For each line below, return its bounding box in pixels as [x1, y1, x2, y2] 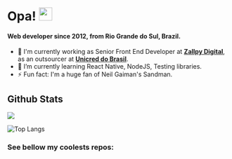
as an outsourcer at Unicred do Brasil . [17, 55, 129, 63]
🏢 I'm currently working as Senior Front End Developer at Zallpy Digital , [17, 48, 225, 56]
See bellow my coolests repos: [7, 142, 114, 152]
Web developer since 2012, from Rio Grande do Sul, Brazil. [7, 32, 181, 40]
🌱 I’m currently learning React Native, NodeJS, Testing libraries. [17, 62, 202, 71]
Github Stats [7, 93, 63, 105]
